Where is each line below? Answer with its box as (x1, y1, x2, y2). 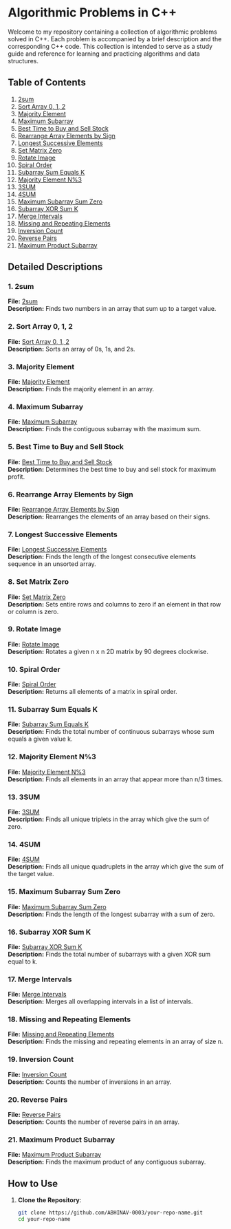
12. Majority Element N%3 (8, 752, 97, 761)
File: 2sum (8, 297, 38, 305)
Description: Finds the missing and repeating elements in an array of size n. (8, 1037, 223, 1046)
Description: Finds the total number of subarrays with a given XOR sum (8, 950, 211, 958)
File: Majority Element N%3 (8, 768, 86, 776)
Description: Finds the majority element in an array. (8, 385, 155, 393)
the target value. (8, 870, 54, 878)
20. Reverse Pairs (8, 1095, 68, 1105)
